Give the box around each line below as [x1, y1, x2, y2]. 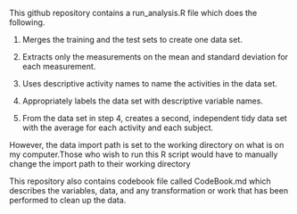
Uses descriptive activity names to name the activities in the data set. [21, 78, 278, 88]
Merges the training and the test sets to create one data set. [21, 35, 243, 45]
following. [9, 17, 45, 28]
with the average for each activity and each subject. [21, 122, 214, 133]
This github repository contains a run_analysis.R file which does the [9, 8, 258, 18]
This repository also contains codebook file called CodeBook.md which [9, 176, 272, 186]
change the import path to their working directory [9, 159, 191, 169]
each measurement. [21, 62, 96, 71]
